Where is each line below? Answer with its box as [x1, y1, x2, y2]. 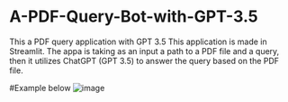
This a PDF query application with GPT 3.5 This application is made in [9, 36, 267, 47]
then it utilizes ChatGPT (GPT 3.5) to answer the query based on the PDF [9, 55, 280, 66]
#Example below [9, 82, 71, 93]
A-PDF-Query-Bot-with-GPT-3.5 [9, 6, 258, 27]
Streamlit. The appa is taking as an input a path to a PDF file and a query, [9, 45, 280, 56]
